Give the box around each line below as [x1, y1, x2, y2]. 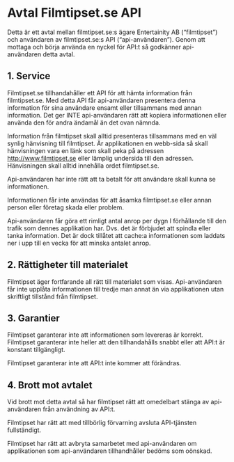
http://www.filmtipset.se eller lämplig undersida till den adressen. [7, 154, 194, 162]
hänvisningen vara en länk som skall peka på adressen [7, 146, 164, 154]
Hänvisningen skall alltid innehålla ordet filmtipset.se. [7, 161, 159, 170]
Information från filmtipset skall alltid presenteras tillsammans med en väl [7, 132, 217, 140]
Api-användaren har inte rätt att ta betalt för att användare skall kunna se [7, 175, 216, 183]
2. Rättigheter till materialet [7, 259, 129, 271]
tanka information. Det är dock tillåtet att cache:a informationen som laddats [7, 231, 226, 239]
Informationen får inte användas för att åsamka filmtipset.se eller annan [7, 196, 212, 204]
